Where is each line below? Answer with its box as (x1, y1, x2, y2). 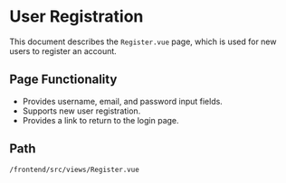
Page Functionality (9, 72, 118, 87)
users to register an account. (9, 45, 118, 56)
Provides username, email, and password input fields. (22, 96, 224, 106)
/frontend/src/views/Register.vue (9, 165, 140, 174)
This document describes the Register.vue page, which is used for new (9, 36, 277, 47)
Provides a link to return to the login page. (22, 114, 179, 125)
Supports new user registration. (22, 105, 141, 116)
